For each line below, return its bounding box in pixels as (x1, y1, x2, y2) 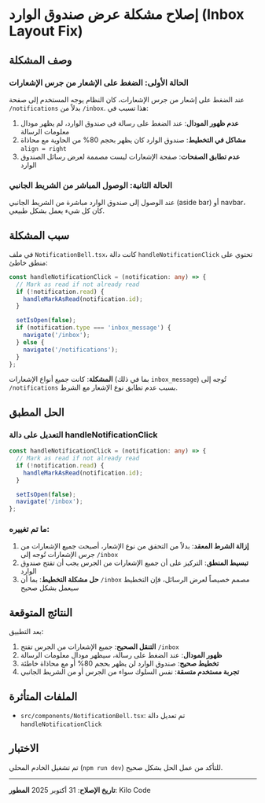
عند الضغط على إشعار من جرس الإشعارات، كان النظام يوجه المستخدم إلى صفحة (9, 94, 245, 104)
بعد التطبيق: (9, 627, 44, 636)
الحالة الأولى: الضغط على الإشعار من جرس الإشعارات (9, 77, 189, 88)
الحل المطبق (9, 405, 65, 419)
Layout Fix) (9, 22, 83, 40)
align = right (20, 145, 67, 152)
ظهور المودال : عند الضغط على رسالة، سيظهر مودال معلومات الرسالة (20, 651, 223, 660)
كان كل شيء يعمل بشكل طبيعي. (9, 206, 105, 215)
